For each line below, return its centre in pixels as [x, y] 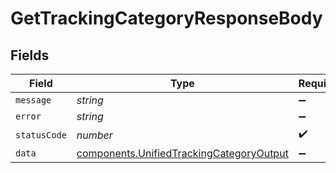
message [33, 100]
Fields [30, 55]
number [94, 135]
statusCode [41, 135]
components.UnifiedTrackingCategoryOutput [182, 153]
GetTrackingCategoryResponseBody [166, 18]
